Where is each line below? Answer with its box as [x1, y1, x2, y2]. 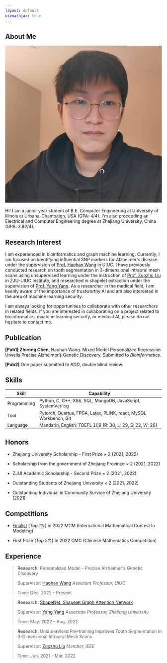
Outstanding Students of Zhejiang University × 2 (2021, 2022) [12, 480, 139, 486]
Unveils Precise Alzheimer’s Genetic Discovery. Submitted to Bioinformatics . [5, 352, 162, 358]
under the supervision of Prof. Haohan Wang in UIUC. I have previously [5, 262, 151, 268]
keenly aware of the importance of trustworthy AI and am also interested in [5, 288, 159, 294]
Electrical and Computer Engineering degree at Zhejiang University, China [5, 218, 157, 224]
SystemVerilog [39, 403, 69, 409]
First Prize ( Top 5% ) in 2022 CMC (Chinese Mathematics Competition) [12, 538, 157, 544]
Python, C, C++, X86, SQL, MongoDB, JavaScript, [39, 398, 141, 404]
